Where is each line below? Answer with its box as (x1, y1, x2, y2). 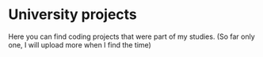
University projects (8, 6, 137, 24)
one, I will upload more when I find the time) (8, 40, 152, 49)
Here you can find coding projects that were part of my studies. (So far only (8, 32, 255, 41)
